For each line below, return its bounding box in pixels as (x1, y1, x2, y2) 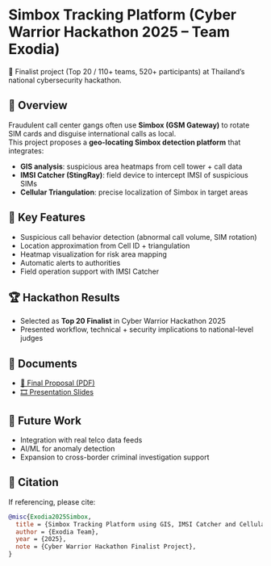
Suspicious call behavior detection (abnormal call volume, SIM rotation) (19, 232, 257, 241)
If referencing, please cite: (8, 497, 96, 506)
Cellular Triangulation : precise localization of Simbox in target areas (19, 187, 248, 197)
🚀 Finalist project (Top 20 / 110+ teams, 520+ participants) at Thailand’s (8, 66, 245, 76)
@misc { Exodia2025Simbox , (8, 513, 92, 521)
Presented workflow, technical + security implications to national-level (19, 325, 254, 334)
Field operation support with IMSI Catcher (19, 266, 160, 276)
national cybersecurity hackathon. (8, 75, 123, 85)
